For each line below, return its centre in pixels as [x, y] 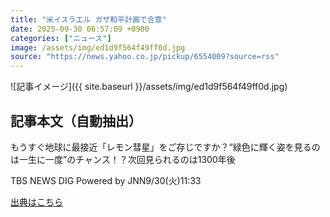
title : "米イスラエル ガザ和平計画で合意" [88, 19]
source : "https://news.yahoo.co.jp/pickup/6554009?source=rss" [145, 57]
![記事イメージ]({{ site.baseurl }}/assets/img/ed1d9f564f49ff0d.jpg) [149, 87]
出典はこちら [36, 202]
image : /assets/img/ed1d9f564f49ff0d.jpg [98, 47]
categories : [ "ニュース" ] [61, 38]
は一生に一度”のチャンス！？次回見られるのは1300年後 [123, 159]
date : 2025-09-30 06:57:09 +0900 [80, 29]
